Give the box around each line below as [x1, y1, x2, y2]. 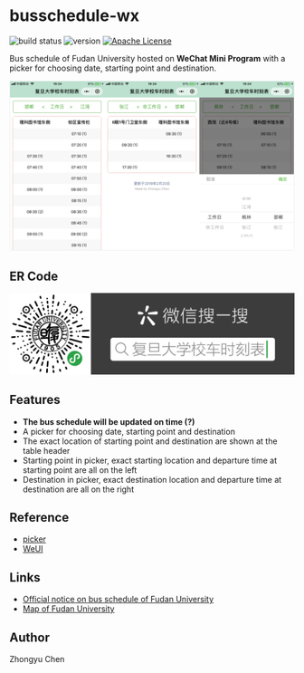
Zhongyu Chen [9, 653, 65, 664]
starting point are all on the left [22, 464, 138, 476]
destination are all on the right [22, 484, 134, 495]
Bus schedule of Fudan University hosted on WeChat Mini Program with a [9, 53, 286, 63]
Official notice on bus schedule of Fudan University [22, 594, 214, 605]
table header [22, 445, 71, 456]
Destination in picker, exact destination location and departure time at [22, 474, 282, 485]
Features [9, 392, 61, 408]
